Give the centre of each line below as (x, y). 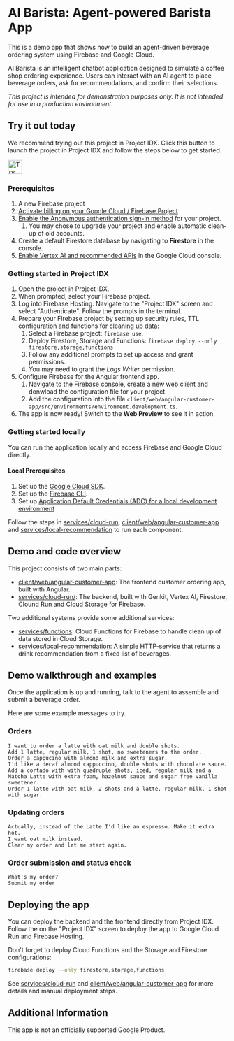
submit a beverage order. (44, 700)
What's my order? (33, 877)
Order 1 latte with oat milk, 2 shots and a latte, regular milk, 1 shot (118, 789)
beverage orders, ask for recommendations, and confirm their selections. (113, 82)
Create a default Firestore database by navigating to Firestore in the (116, 241)
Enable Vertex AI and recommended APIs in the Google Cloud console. (120, 256)
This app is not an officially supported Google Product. (87, 1030)
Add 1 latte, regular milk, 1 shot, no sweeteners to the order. (105, 752)
